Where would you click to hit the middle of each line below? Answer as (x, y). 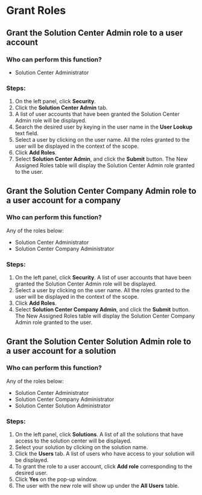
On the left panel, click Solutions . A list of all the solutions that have (99, 435)
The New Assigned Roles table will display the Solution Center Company (105, 316)
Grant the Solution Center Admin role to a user (95, 33)
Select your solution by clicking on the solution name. (81, 447)
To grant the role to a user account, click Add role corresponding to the (104, 467)
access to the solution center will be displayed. (73, 441)
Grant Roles (36, 11)
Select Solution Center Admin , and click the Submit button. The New (101, 159)
